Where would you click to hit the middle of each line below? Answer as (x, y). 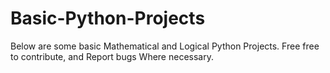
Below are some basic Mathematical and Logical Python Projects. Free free (165, 46)
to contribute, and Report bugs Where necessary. (112, 56)
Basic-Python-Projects (108, 18)
